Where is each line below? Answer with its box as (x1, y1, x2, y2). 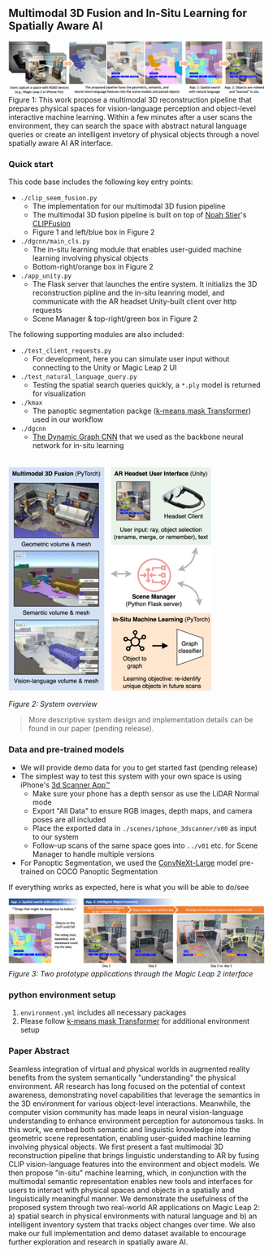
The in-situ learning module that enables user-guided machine (32, 244, 242, 254)
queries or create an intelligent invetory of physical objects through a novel (8, 129, 260, 139)
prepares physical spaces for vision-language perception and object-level (8, 103, 256, 113)
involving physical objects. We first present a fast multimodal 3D (8, 1142, 223, 1152)
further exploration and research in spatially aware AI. (8, 1237, 188, 1247)
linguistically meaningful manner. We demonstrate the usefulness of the (8, 1193, 249, 1204)
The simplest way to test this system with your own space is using (19, 771, 242, 781)
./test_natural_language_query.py (19, 372, 137, 381)
